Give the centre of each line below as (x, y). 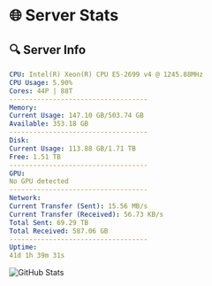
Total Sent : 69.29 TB (49, 222)
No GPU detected (39, 182)
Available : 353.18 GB (49, 124)
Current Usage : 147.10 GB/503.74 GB (76, 116)
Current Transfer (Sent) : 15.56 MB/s (79, 206)
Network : (25, 198)
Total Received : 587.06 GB (59, 231)
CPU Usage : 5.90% (41, 82)
